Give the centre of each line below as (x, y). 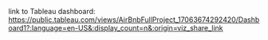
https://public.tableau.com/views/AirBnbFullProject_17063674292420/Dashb (134, 20)
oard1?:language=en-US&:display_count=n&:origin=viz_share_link (116, 28)
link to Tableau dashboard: (52, 11)
